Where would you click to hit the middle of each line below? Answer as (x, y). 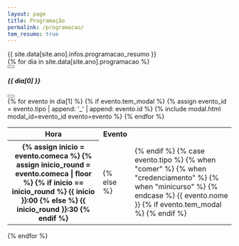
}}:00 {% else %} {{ (53, 200)
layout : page (27, 14)
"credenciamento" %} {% (177, 178)
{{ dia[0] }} (24, 81)
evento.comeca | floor (53, 174)
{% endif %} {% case (170, 150)
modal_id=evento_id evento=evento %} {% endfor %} (86, 117)
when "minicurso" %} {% (176, 186)
